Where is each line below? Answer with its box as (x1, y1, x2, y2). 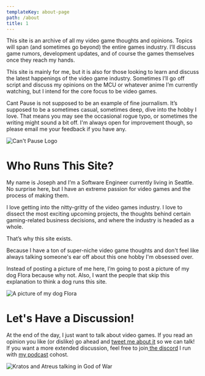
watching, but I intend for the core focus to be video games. (6, 88, 158, 95)
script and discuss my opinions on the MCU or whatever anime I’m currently (6, 81, 198, 89)
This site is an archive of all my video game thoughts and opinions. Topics (6, 37, 193, 45)
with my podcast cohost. (6, 351, 69, 358)
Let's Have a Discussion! (6, 311, 135, 325)
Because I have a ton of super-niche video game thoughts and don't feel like (6, 247, 199, 254)
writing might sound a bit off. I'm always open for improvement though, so (6, 119, 193, 126)
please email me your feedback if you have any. (6, 126, 127, 133)
